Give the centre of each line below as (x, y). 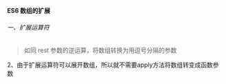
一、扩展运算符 (28, 28)
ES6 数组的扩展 (29, 10)
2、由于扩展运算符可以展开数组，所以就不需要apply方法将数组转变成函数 (110, 65)
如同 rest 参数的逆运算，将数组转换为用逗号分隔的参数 (100, 50)
